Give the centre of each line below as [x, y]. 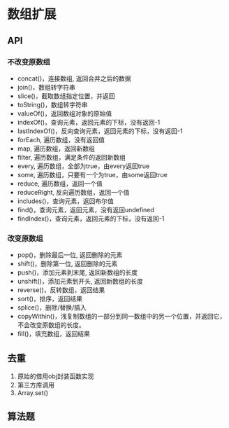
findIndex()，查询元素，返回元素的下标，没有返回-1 [91, 219]
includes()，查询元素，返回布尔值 [65, 201]
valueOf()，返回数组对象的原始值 [65, 113]
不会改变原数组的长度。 [51, 325]
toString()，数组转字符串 [53, 104]
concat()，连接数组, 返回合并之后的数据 [74, 78]
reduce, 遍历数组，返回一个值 [60, 184]
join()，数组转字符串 [46, 87]
